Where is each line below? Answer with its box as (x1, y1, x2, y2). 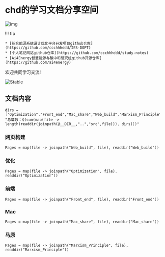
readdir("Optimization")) (5, 173, 58, 178)
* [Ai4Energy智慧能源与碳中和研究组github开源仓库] (5, 55, 102, 60)
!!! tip (5, 30, 16, 36)
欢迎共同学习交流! (5, 69, 41, 75)
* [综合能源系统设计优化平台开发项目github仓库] (5, 41, 93, 46)
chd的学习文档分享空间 (5, 4, 99, 16)
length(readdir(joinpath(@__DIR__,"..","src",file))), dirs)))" (5, 121, 139, 127)
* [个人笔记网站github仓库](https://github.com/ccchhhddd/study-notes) (5, 50, 149, 55)
